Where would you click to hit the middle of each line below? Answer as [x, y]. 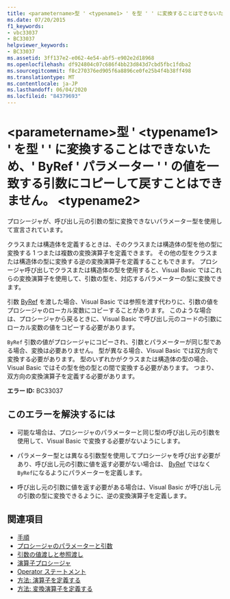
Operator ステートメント [52, 571]
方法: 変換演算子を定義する [55, 588]
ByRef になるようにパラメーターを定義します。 [81, 472]
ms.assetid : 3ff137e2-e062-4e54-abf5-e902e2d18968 [81, 58]
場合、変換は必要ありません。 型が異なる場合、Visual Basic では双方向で [116, 350]
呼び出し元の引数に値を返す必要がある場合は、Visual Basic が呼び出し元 [119, 487]
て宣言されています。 [37, 230]
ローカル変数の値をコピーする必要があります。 [73, 327]
